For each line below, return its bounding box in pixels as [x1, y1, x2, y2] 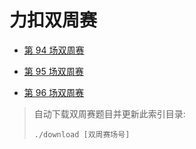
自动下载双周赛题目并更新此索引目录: [33, 107, 186, 120]
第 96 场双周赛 [23, 86, 85, 98]
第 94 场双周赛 [23, 44, 85, 56]
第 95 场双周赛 [23, 65, 84, 77]
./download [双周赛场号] [33, 129, 131, 140]
